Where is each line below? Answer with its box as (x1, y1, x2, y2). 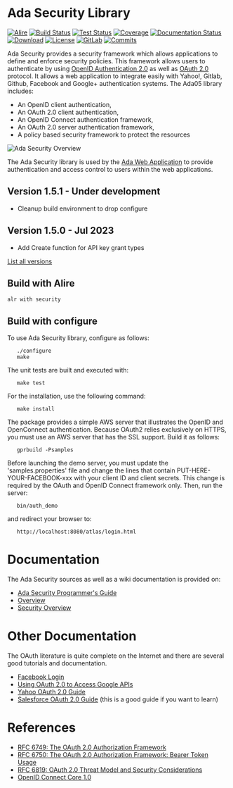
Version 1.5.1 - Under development (7, 185, 161, 198)
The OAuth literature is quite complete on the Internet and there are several (7, 651, 225, 660)
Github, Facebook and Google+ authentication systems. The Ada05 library (7, 79, 222, 87)
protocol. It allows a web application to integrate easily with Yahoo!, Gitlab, (7, 72, 222, 80)
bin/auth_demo (16, 502, 58, 510)
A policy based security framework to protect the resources (17, 130, 191, 139)
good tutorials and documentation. (7, 659, 107, 668)
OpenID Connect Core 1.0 (17, 773, 92, 781)
